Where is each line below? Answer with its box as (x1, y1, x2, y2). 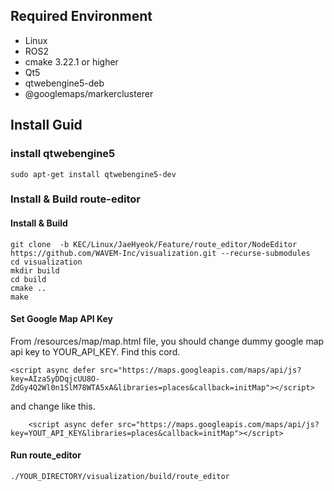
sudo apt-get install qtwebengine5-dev (10, 169, 177, 179)
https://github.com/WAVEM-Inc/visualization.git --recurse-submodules (10, 248, 311, 258)
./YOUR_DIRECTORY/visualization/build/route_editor (10, 472, 230, 482)
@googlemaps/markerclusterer (24, 87, 154, 99)
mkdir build (10, 265, 60, 276)
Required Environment (10, 8, 153, 25)
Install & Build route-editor (10, 192, 141, 206)
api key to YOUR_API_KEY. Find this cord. (10, 345, 181, 358)
